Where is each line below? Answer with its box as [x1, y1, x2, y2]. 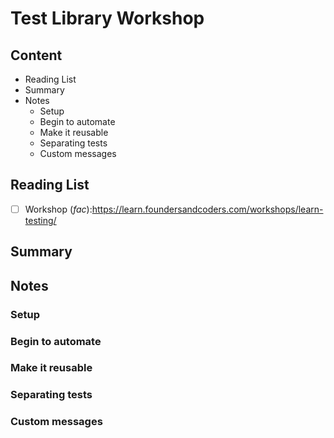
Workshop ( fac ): [24, 203, 93, 215]
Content [10, 47, 63, 64]
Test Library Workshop [10, 7, 205, 30]
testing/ [24, 214, 57, 226]
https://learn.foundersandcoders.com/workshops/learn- [91, 203, 324, 215]
